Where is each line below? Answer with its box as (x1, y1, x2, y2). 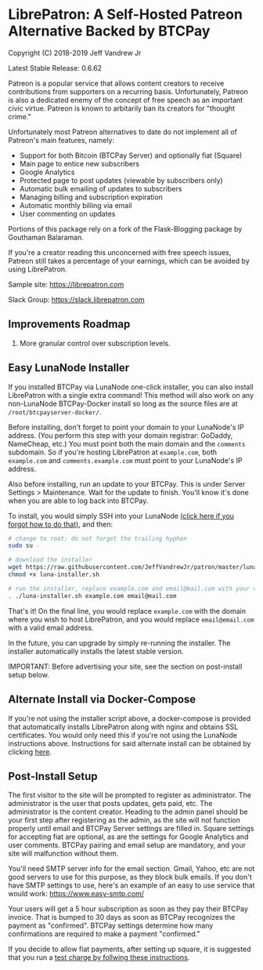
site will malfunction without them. (8, 849, 119, 859)
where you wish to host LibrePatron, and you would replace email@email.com (8, 614, 254, 624)
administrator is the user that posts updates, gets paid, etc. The (8, 799, 213, 808)
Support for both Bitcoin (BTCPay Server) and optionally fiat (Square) (19, 151, 243, 160)
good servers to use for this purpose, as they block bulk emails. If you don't (8, 873, 252, 882)
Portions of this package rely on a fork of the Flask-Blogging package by (8, 224, 243, 233)
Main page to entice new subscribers (19, 159, 139, 168)
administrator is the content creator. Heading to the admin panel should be (8, 807, 248, 817)
